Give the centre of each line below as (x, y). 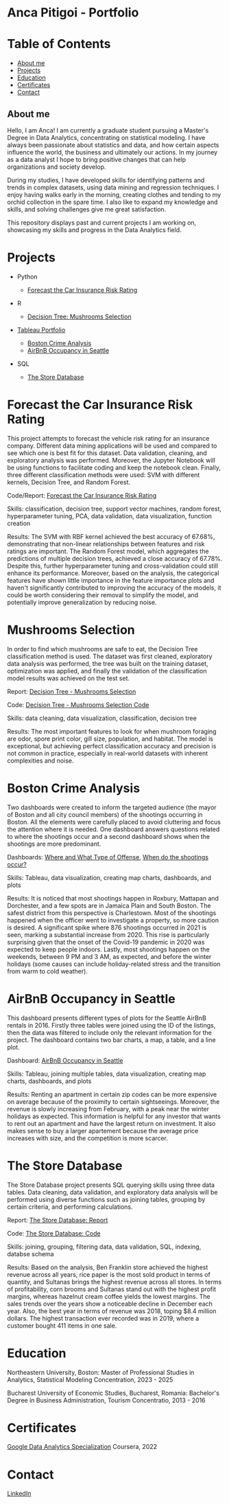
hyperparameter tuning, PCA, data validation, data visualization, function (110, 516)
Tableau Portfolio (41, 329)
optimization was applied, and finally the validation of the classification (107, 671)
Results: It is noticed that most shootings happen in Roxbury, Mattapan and (113, 898)
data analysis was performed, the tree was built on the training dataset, (108, 663)
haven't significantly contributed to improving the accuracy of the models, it (114, 588)
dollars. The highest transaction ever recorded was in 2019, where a (103, 1318)
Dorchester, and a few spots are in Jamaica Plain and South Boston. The (109, 905)
